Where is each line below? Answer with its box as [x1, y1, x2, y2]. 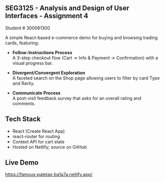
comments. [12, 100, 36, 106]
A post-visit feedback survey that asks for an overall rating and [12, 95, 142, 101]
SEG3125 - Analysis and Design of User [5, 4, 129, 12]
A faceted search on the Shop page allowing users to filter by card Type [12, 75, 160, 81]
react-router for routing [12, 133, 61, 139]
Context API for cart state [12, 139, 65, 145]
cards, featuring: [5, 40, 39, 46]
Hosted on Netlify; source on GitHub [12, 144, 87, 150]
